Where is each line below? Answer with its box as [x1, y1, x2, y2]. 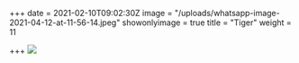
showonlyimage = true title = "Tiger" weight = [122, 17, 293, 28]
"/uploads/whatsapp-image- [174, 8, 281, 18]
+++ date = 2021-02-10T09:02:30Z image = [9, 8, 173, 18]
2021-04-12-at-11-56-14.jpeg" [9, 17, 121, 28]
